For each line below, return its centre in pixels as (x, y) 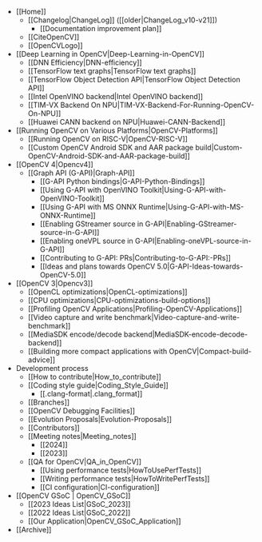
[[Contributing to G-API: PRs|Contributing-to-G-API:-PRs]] (135, 258)
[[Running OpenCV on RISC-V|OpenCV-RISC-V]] (107, 139)
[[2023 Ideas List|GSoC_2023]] (79, 504)
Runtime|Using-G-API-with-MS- (191, 207)
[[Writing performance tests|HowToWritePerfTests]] (125, 478)
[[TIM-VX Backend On (64, 105)
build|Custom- (219, 147)
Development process (52, 368)
